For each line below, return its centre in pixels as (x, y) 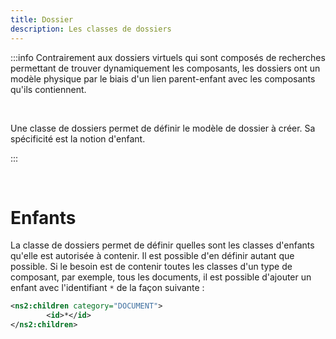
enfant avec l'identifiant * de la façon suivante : (107, 288)
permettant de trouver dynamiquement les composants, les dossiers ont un (165, 68)
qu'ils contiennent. (48, 89)
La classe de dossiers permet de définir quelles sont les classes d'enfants (162, 245)
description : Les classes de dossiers (91, 29)
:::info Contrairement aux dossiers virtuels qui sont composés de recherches (168, 57)
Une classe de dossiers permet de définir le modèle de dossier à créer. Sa (163, 128)
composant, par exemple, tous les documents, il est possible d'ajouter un (161, 277)
